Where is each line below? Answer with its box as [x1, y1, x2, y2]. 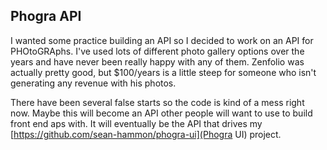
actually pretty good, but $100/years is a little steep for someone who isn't [10, 66, 317, 78]
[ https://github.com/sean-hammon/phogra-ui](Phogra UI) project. [10, 128, 282, 140]
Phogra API [10, 8, 82, 25]
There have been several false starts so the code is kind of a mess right [10, 96, 305, 108]
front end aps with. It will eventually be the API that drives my [10, 117, 263, 129]
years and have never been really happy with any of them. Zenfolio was [10, 55, 305, 68]
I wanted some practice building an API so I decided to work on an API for [10, 34, 314, 46]
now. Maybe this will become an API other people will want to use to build [10, 107, 313, 119]
